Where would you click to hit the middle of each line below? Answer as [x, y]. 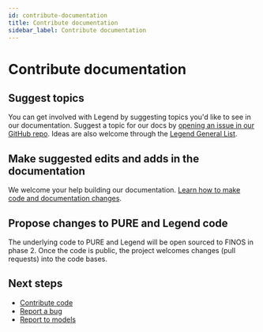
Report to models [48, 319]
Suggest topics [46, 98]
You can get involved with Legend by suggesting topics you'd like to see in [130, 117]
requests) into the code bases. [58, 259]
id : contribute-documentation [58, 15]
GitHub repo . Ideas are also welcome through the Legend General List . [123, 134]
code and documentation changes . [65, 199]
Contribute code [46, 302]
